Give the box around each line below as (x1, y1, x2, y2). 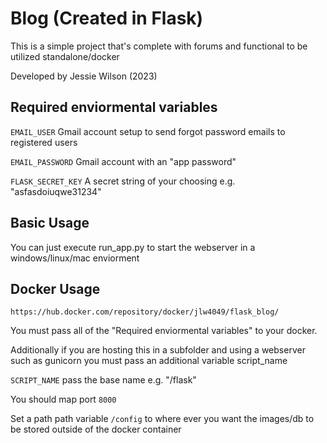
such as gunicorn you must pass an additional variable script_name (10, 355, 288, 367)
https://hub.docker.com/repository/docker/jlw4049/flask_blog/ (10, 307, 280, 317)
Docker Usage (10, 280, 101, 297)
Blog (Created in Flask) (10, 7, 204, 30)
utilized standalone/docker (10, 50, 120, 62)
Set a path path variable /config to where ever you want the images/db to (10, 413, 315, 425)
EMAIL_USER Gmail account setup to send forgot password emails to (10, 125, 286, 137)
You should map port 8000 (10, 393, 117, 406)
